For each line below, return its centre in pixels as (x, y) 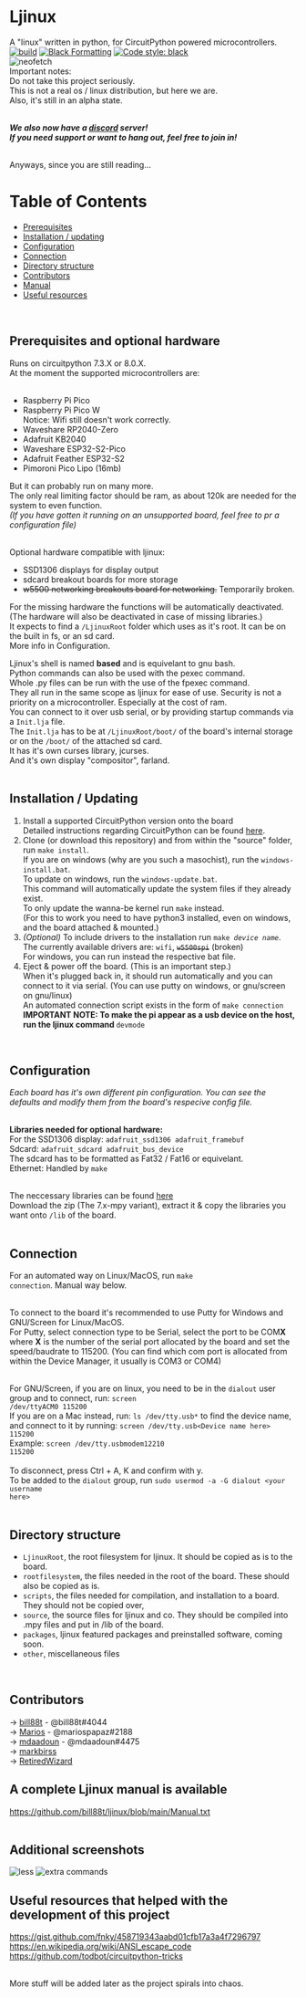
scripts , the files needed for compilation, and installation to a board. (151, 1595)
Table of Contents (78, 202)
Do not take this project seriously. (72, 80)
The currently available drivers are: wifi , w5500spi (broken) (133, 947)
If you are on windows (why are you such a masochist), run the (141, 859)
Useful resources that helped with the (119, 1900)
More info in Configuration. (60, 645)
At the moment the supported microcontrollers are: (105, 372)
